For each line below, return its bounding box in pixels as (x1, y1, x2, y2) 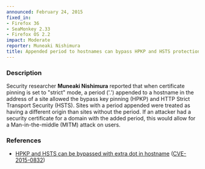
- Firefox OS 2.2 (6, 32, 51, 38)
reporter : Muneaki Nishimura (6, 43, 81, 49)
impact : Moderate (6, 37, 51, 43)
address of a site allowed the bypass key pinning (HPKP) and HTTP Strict (6, 95, 190, 103)
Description (6, 68, 42, 77)
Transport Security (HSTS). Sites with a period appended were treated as (6, 102, 190, 109)
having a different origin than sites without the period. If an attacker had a (6, 108, 191, 116)
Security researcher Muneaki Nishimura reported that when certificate (6, 83, 185, 90)
